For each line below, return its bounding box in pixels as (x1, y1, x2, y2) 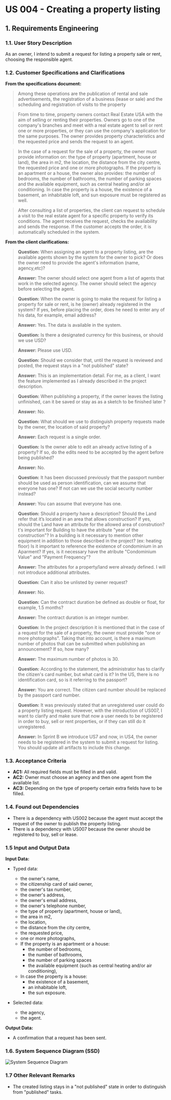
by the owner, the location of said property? (17, 424, 110, 430)
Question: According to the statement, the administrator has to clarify (17, 666, 165, 672)
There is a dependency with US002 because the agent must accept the (12, 815, 163, 821)
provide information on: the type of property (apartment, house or (17, 154, 157, 160)
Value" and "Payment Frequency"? (17, 554, 91, 560)
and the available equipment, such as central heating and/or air (17, 181, 151, 187)
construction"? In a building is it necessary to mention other (17, 532, 144, 538)
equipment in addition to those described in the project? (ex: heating (17, 538, 162, 544)
